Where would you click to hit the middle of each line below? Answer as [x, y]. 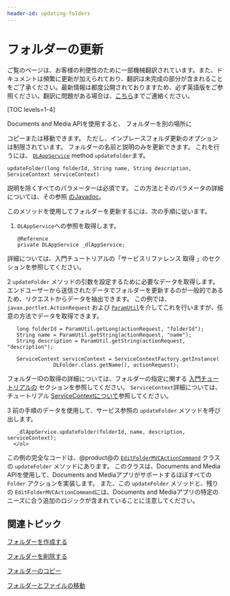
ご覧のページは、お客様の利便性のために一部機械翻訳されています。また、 [112, 70]
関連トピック [34, 524]
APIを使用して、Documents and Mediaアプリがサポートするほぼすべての [110, 474]
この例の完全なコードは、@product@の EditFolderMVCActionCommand [104, 457]
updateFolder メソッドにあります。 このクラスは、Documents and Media [118, 466]
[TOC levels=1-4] [31, 109]
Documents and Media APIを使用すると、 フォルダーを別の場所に [100, 124]
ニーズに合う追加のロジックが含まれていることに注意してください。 [103, 500]
